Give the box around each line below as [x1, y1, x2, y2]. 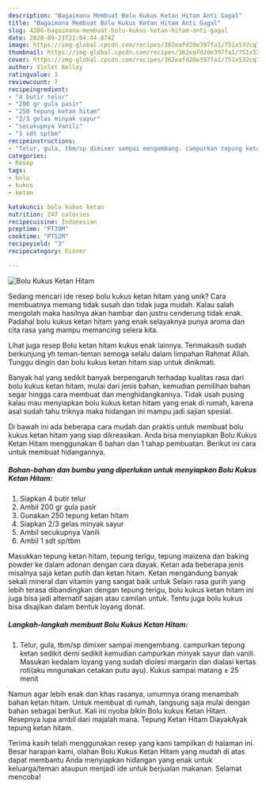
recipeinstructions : [8, 136, 77, 145]
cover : [8, 56, 30, 64]
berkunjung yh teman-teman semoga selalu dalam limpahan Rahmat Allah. [8, 348, 251, 358]
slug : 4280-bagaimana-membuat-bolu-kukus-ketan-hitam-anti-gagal [8, 26, 228, 34]
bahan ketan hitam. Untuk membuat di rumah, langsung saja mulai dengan [8, 698, 251, 707]
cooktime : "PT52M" [8, 233, 69, 240]
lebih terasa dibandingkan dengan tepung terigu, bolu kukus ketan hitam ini [8, 585, 254, 594]
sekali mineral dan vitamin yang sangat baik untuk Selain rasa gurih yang [8, 576, 245, 586]
